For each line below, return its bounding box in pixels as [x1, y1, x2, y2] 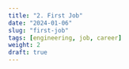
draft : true [8, 48, 47, 56]
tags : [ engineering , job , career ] [8, 33, 123, 42]
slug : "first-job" [8, 26, 69, 34]
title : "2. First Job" [8, 11, 83, 20]
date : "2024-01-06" [8, 19, 73, 27]
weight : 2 [8, 41, 41, 49]
